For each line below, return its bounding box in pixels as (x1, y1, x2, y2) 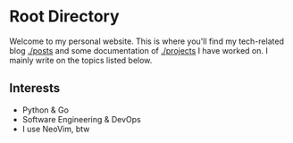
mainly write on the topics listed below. (9, 55, 153, 65)
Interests (9, 80, 61, 96)
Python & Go (21, 105, 70, 115)
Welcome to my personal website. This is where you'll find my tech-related (9, 36, 284, 46)
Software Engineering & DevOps (21, 114, 141, 124)
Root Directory (9, 6, 120, 27)
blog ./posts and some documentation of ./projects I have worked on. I (9, 45, 268, 55)
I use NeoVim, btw (21, 123, 90, 134)
